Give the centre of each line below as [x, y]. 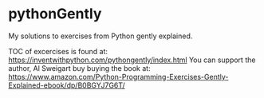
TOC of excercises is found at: [58, 51]
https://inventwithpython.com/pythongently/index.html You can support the [132, 60]
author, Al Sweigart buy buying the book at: [79, 68]
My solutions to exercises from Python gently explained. [100, 36]
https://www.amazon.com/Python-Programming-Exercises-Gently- [118, 76]
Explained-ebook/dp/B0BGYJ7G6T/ [67, 85]
